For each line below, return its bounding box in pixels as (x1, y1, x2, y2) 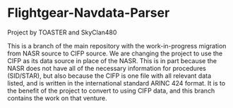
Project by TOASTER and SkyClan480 (7, 28, 117, 36)
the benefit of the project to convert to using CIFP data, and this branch (7, 86, 215, 95)
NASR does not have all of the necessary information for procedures (7, 64, 206, 72)
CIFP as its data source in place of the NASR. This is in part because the (7, 56, 217, 65)
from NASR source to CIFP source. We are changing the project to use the (7, 49, 223, 58)
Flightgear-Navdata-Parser (7, 5, 170, 21)
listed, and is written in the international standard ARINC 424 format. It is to (7, 79, 226, 87)
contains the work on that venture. (7, 93, 107, 102)
